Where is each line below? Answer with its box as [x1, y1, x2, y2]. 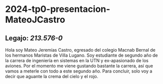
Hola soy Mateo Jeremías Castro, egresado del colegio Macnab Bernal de [5, 47, 156, 53]
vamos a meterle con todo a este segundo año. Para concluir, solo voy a [5, 68, 153, 74]
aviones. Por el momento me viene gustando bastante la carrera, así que [5, 63, 154, 69]
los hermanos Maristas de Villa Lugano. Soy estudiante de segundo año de [5, 52, 158, 58]
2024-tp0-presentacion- [5, 3, 110, 15]
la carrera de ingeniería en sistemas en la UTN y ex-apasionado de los [5, 58, 149, 63]
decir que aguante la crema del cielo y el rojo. [5, 74, 99, 79]
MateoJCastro [5, 14, 65, 25]
